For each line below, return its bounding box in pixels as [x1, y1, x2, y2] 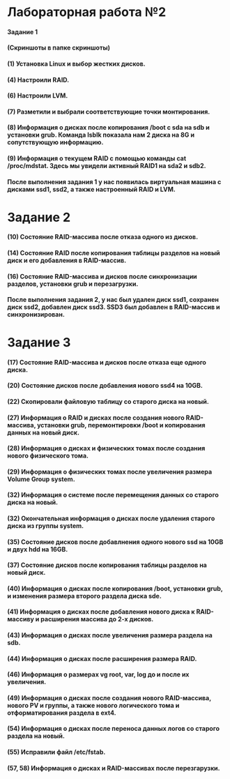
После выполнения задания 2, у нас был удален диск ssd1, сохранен [7, 296, 220, 304]
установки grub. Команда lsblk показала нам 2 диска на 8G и [7, 130, 195, 139]
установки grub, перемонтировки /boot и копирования [37, 421, 206, 429]
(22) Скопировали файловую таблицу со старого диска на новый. [7, 398, 209, 406]
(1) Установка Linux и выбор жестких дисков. [7, 59, 146, 68]
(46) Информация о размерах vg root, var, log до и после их [7, 670, 190, 679]
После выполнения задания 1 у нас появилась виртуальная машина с [7, 177, 222, 186]
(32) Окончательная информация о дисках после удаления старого [7, 514, 215, 523]
